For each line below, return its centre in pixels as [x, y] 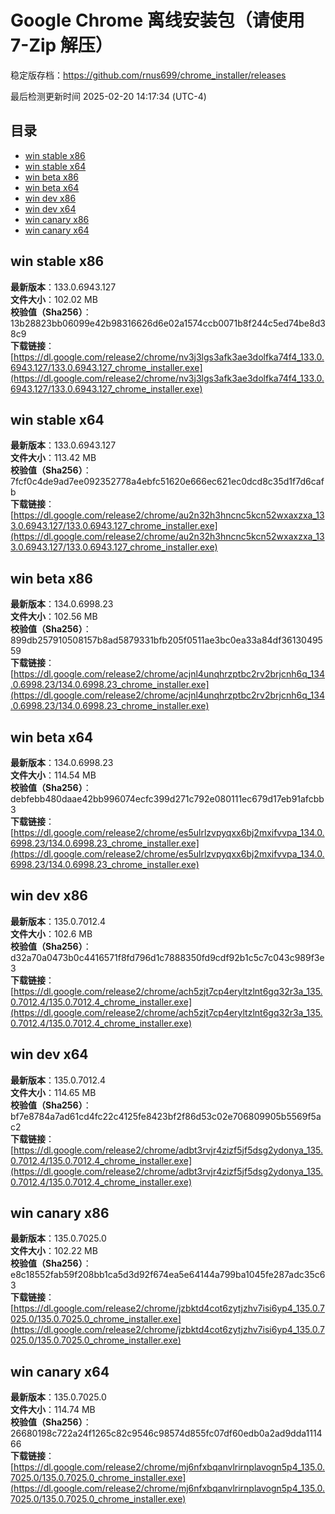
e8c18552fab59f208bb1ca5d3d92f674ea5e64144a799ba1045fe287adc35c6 [168, 1275]
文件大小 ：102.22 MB [54, 1251]
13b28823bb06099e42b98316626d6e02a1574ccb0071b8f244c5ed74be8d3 [168, 323]
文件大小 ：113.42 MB [53, 458]
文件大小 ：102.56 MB [54, 617]
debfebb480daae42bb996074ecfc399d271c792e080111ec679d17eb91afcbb [167, 799]
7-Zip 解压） [61, 45]
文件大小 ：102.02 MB [54, 299]
